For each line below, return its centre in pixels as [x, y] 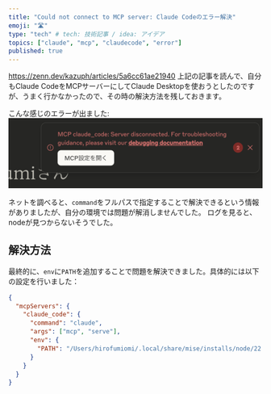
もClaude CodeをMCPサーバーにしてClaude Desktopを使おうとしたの [125, 86]
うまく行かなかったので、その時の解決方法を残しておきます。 [124, 96]
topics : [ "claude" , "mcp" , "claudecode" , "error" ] [95, 43]
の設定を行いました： [44, 281]
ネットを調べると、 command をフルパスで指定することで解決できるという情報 [134, 202]
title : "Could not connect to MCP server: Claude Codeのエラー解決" [122, 17]
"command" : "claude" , [66, 323]
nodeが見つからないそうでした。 [63, 222]
